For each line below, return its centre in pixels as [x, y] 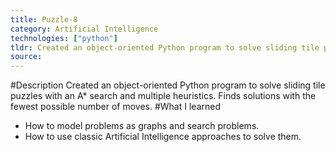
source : [26, 57]
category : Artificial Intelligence [84, 29]
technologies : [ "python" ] [64, 38]
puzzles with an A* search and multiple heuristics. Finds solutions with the [163, 96]
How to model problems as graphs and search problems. [142, 126]
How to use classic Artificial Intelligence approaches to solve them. [163, 137]
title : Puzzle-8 [44, 19]
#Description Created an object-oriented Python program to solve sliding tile [168, 85]
